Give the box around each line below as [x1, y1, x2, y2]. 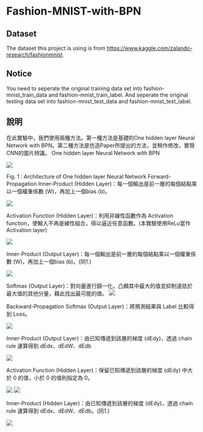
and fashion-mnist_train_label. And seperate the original [48, 91, 188, 98]
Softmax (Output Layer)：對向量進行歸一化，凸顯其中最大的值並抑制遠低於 [6, 282, 193, 289]
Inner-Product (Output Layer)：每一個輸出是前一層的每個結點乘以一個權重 [6, 250, 191, 258]
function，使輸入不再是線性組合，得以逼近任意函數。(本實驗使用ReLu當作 [6, 219, 191, 227]
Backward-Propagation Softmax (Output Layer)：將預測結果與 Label [6, 303, 177, 310]
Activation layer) [6, 226, 47, 233]
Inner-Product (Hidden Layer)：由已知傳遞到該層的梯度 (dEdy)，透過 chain [6, 399, 193, 406]
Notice [6, 69, 32, 79]
